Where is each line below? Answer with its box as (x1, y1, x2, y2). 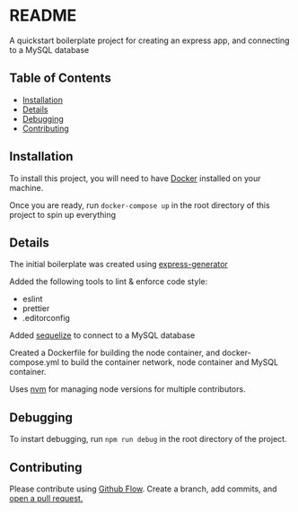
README (9, 5, 77, 26)
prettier (22, 303, 50, 314)
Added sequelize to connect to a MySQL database (9, 330, 196, 341)
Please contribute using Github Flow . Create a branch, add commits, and (9, 483, 277, 494)
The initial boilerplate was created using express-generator (9, 259, 229, 270)
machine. (9, 182, 44, 193)
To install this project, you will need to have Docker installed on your (9, 172, 261, 184)
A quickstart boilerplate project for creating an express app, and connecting (9, 35, 290, 46)
